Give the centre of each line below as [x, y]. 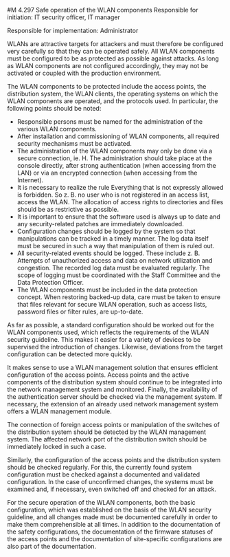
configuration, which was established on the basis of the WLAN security [109, 510]
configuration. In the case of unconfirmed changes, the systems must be [110, 482]
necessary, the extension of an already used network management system [113, 404]
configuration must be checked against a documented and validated [104, 474]
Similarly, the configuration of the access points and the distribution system [114, 460]
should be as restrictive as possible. [68, 209]
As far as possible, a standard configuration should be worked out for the [111, 325]
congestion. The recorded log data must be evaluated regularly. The [113, 268]
